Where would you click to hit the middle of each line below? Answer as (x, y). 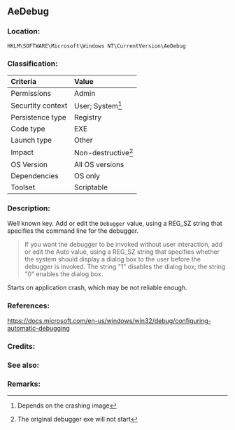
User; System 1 (98, 105)
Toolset (23, 187)
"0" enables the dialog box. (64, 274)
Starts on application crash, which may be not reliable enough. (97, 287)
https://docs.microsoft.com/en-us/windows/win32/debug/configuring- (109, 321)
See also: (23, 365)
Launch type (31, 141)
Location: (24, 31)
